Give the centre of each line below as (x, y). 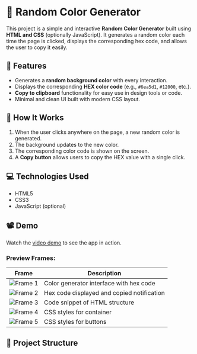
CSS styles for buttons (75, 322)
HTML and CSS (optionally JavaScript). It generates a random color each (96, 34)
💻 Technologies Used (47, 176)
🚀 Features (26, 66)
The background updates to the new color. (67, 144)
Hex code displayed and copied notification (104, 293)
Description (104, 273)
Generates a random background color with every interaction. (91, 80)
